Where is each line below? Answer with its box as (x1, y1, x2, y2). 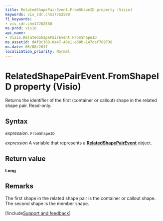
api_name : (5, 30, 26, 35)
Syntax (5, 117, 28, 125)
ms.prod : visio (5, 26, 37, 31)
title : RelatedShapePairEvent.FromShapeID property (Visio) (5, 7, 133, 12)
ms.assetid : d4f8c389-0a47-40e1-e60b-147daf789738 (5, 40, 113, 45)
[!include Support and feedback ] (5, 210, 71, 216)
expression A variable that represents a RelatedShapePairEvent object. (5, 140, 152, 146)
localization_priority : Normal (5, 49, 70, 54)
